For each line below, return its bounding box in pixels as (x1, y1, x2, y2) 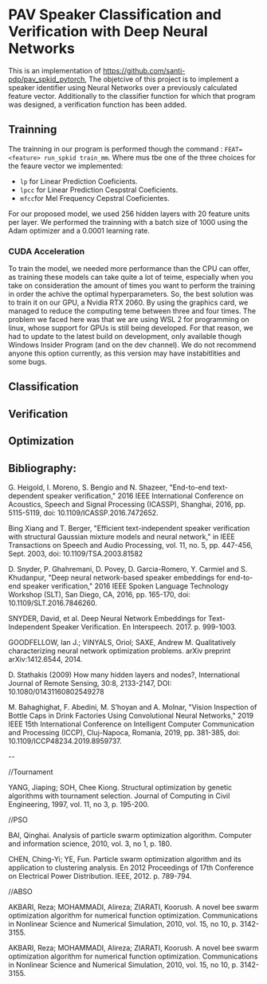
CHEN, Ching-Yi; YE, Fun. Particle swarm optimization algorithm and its (8, 855, 241, 864)
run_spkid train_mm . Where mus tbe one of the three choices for (43, 152, 257, 162)
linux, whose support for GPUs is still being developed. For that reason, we (8, 323, 253, 333)
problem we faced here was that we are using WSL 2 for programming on (8, 315, 249, 325)
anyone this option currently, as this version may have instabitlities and (8, 348, 241, 358)
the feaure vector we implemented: (8, 161, 124, 171)
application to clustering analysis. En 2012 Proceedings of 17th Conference (8, 863, 254, 872)
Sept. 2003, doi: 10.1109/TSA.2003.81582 (8, 549, 143, 559)
